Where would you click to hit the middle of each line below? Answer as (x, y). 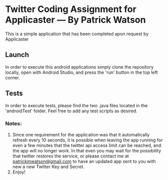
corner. (13, 77)
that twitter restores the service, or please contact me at (71, 156)
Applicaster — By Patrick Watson (76, 20)
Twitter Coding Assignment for (71, 9)
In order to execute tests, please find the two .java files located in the (76, 105)
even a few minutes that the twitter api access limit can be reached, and (87, 145)
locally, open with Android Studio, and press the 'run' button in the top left (81, 72)
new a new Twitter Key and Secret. (48, 166)
